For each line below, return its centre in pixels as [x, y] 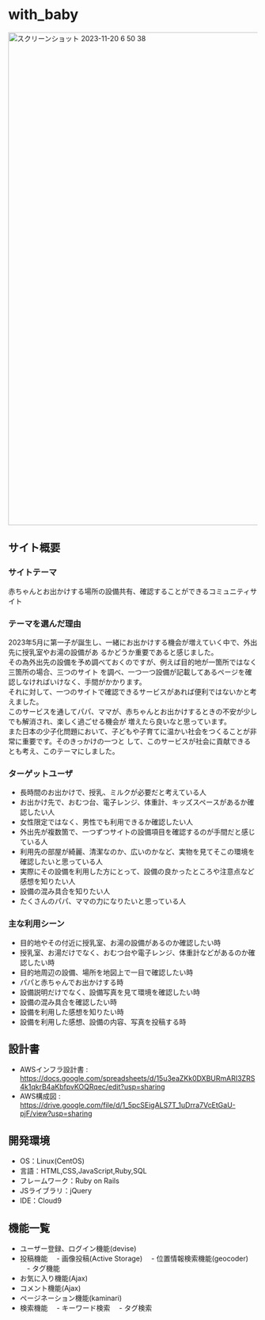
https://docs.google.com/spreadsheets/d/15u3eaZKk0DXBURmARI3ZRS [137, 1078]
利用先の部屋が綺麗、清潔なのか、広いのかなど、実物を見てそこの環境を [137, 852]
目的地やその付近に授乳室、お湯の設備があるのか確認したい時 [120, 942]
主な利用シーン [36, 924]
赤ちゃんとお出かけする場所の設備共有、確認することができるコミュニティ [129, 591]
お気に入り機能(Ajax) [54, 1278]
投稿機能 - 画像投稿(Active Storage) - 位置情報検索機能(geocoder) [134, 1258]
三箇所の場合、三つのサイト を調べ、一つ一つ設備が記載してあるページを [127, 671]
